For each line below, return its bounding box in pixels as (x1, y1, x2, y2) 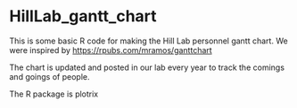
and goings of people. (9, 71, 90, 81)
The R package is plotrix (9, 89, 99, 99)
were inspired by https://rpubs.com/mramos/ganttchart (9, 44, 212, 55)
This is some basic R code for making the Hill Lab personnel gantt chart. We (9, 35, 288, 46)
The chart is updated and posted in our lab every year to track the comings (9, 62, 285, 73)
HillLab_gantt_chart (9, 6, 158, 27)
